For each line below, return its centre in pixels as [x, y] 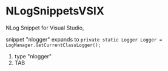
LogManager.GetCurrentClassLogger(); [53, 45]
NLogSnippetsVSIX [55, 11]
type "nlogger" [33, 56]
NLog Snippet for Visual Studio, [45, 28]
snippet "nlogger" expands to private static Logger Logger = [84, 39]
